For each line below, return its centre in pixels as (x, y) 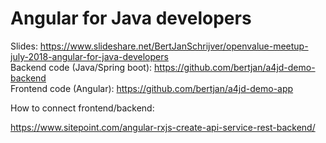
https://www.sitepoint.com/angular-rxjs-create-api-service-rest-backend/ (163, 127)
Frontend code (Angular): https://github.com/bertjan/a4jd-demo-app (152, 88)
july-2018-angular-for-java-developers (89, 56)
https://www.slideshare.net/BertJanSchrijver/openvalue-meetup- (174, 46)
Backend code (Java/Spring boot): (81, 67)
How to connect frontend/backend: (82, 108)
